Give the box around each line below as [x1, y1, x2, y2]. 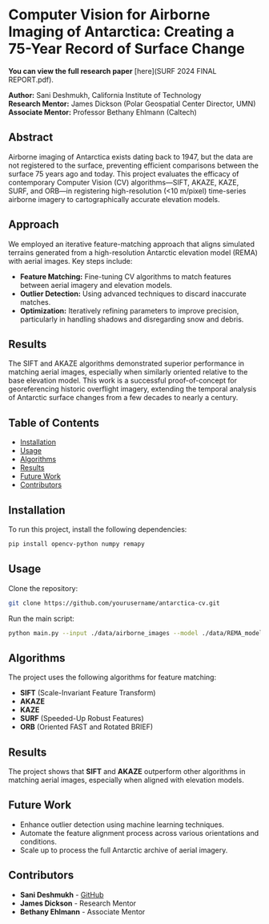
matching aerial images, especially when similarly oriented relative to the [8, 367, 248, 377]
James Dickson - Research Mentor [19, 898, 137, 908]
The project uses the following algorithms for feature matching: [8, 672, 217, 683]
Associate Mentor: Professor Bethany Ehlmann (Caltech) [8, 107, 198, 117]
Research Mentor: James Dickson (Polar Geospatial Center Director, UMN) [8, 99, 256, 108]
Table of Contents [8, 415, 100, 430]
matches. [19, 297, 51, 306]
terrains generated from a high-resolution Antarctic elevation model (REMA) [8, 247, 259, 257]
